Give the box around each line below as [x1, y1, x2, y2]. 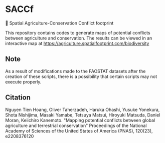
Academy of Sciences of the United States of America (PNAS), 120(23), [5, 127, 153, 133]
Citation [5, 93, 31, 102]
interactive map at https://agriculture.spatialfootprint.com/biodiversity [5, 40, 149, 46]
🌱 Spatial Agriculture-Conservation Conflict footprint [5, 20, 114, 26]
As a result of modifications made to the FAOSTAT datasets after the [5, 68, 146, 74]
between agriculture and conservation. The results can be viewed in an [5, 35, 152, 41]
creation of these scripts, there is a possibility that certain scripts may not [5, 73, 157, 79]
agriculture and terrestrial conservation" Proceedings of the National [5, 122, 147, 128]
